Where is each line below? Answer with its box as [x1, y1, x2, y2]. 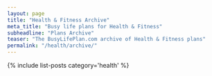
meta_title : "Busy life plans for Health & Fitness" [7, 23, 163, 30]
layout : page [7, 10, 45, 17]
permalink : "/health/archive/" [7, 42, 98, 49]
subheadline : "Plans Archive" [7, 29, 95, 37]
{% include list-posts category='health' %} [7, 61, 130, 69]
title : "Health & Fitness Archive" [7, 17, 110, 23]
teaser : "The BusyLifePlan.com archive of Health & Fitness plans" [7, 36, 206, 43]
